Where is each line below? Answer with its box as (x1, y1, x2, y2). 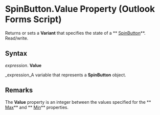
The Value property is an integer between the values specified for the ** (5, 99, 152, 105)
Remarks (5, 86, 33, 94)
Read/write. (5, 35, 28, 41)
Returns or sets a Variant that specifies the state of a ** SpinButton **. (5, 30, 146, 36)
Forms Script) (5, 14, 62, 25)
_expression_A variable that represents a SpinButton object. (5, 72, 126, 78)
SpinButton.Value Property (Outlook (5, 3, 155, 15)
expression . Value (5, 62, 42, 68)
